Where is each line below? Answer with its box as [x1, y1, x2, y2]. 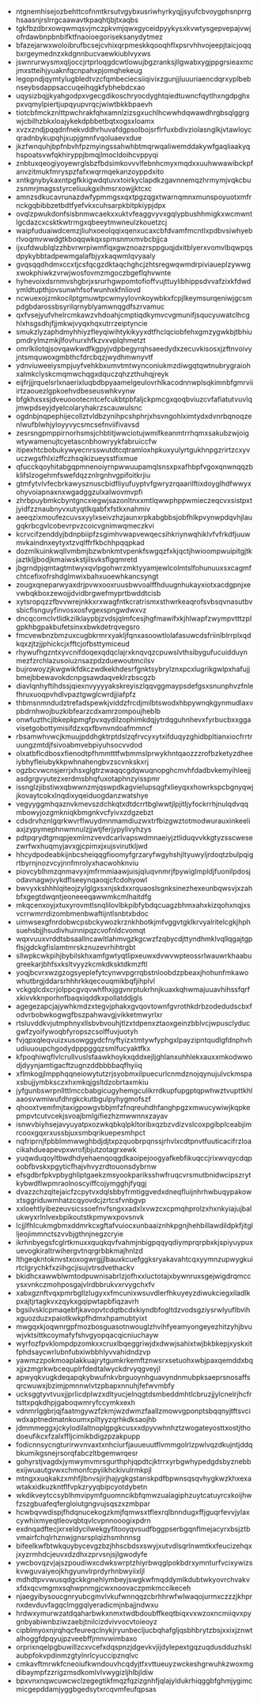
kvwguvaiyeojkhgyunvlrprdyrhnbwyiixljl [15, 1566, 145, 1576]
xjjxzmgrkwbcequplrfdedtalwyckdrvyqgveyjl [15, 1364, 161, 1374]
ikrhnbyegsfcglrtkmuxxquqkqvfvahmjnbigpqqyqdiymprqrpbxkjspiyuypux [15, 1238, 254, 1247]
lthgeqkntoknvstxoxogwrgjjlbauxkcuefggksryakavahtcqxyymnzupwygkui [15, 1254, 253, 1264]
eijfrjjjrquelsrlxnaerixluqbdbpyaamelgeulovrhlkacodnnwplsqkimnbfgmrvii [15, 378, 254, 387]
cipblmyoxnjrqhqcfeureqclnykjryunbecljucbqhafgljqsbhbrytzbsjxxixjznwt [15, 1626, 253, 1635]
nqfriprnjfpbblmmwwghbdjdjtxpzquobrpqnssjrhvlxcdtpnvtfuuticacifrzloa [15, 1136, 252, 1146]
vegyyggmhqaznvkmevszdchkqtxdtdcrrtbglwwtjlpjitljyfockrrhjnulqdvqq [15, 799, 249, 809]
